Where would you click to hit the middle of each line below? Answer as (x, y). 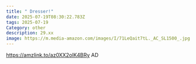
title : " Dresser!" (30, 11)
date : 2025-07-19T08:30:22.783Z (45, 17)
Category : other (26, 28)
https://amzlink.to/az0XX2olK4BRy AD (52, 55)
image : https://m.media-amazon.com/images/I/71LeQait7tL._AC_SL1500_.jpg (98, 38)
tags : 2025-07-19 (27, 22)
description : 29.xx (30, 33)
